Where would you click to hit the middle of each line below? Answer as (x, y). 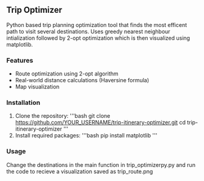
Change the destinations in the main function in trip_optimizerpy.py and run (101, 164)
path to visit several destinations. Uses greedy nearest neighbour (88, 31)
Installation (24, 102)
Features (20, 60)
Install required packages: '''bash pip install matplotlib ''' (86, 136)
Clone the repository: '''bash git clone (63, 116)
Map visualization (37, 87)
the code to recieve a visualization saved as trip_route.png (80, 171)
